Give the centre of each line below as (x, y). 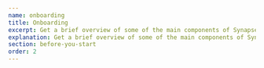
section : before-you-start (52, 45)
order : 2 (22, 52)
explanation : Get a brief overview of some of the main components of (126, 37)
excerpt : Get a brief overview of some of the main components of (119, 30)
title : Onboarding (38, 23)
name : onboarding (37, 15)
